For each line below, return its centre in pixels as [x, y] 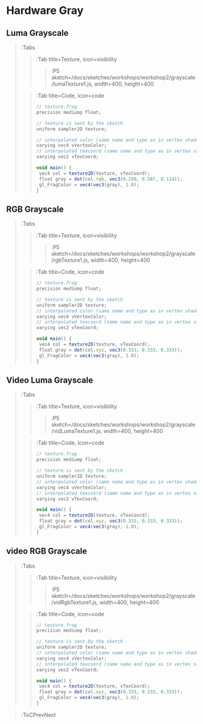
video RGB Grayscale [47, 551]
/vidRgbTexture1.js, [75, 602]
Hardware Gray [45, 11]
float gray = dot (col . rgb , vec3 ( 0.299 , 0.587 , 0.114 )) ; [111, 179]
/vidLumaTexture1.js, [77, 431]
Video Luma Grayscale [50, 380]
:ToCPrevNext [38, 715]
